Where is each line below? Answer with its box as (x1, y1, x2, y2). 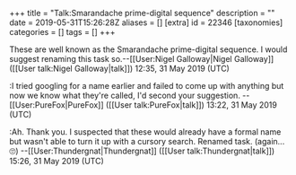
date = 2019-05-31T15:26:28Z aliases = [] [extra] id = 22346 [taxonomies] (9, 17, 283, 28)
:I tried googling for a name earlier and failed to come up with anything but (9, 81, 284, 91)
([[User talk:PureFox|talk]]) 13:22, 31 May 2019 (105, 100, 278, 110)
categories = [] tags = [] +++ (9, 27, 116, 37)
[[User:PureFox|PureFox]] (9, 100, 105, 110)
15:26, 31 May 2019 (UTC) (9, 156, 105, 166)
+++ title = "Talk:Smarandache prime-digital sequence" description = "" (9, 8, 275, 18)
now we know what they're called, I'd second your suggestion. (9, 90, 240, 101)
